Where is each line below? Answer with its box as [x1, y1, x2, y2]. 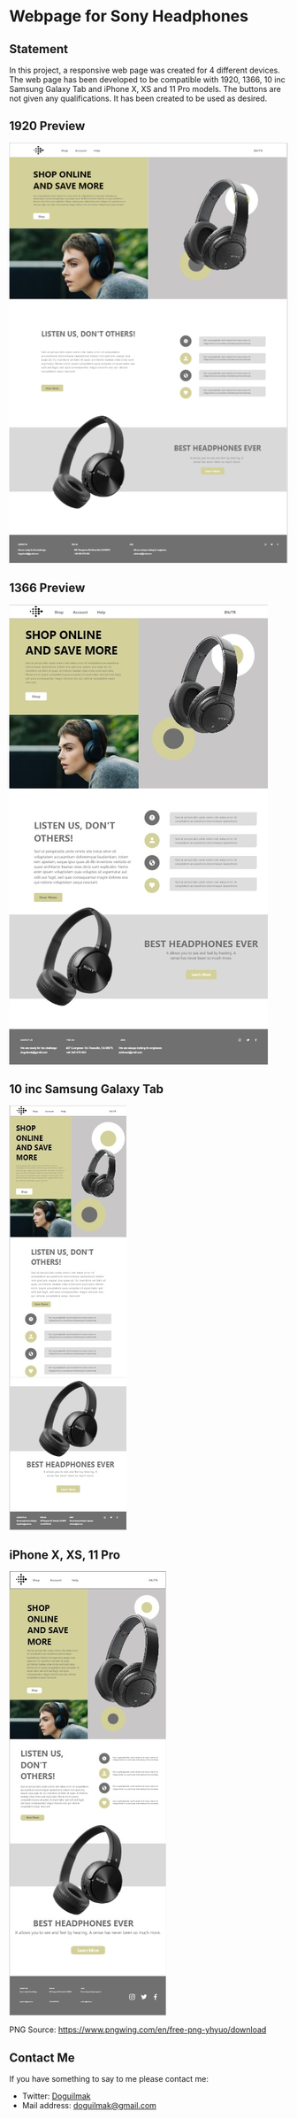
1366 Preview [9, 581, 86, 596]
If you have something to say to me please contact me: [9, 2074, 209, 2084]
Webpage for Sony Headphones [9, 6, 249, 27]
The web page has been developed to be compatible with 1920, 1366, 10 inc [9, 74, 286, 85]
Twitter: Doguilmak [21, 2091, 91, 2101]
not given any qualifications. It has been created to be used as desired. [9, 93, 268, 104]
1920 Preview [9, 119, 86, 134]
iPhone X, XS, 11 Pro [9, 1547, 121, 1562]
